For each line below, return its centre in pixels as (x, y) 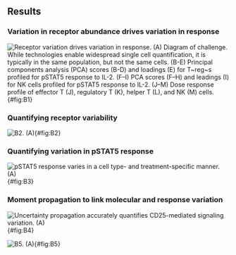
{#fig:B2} (48, 132)
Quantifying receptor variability (62, 118)
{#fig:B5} (48, 244)
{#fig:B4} (21, 230)
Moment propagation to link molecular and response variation (115, 200)
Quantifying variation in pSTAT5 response (80, 151)
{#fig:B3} (20, 182)
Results (24, 12)
